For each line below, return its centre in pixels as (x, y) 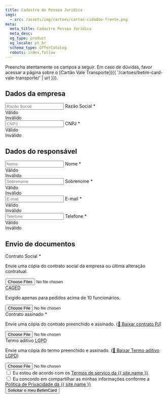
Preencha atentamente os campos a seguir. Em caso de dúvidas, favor (79, 67)
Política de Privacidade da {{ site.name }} (48, 384)
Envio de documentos (40, 244)
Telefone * (76, 216)
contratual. (16, 271)
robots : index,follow (33, 52)
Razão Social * (80, 106)
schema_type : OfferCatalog (38, 48)
